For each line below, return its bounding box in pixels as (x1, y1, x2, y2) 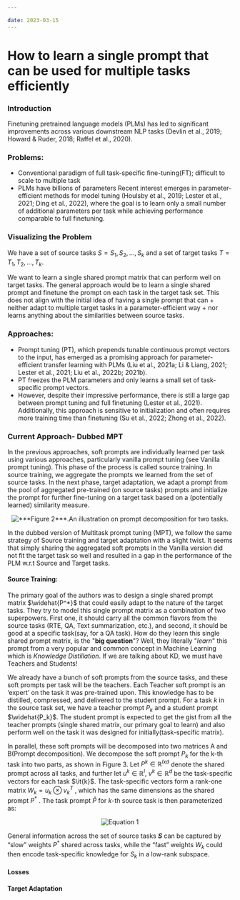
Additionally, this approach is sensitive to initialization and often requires (17, 406, 231, 414)
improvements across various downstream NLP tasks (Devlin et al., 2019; (7, 127, 223, 136)
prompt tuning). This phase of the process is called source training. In (7, 462, 213, 471)
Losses (7, 867, 30, 876)
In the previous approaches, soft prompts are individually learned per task (7, 447, 225, 456)
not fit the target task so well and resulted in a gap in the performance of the (7, 551, 232, 559)
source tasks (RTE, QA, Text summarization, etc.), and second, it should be (7, 621, 228, 630)
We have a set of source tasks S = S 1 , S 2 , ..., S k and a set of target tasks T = (7, 248, 230, 259)
